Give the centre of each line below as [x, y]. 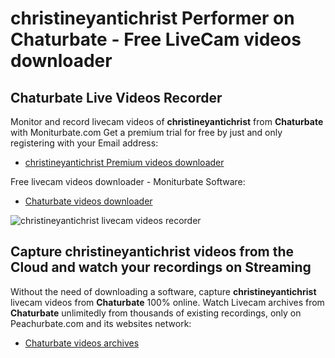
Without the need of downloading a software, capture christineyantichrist [163, 291]
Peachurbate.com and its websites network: [101, 323]
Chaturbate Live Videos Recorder [116, 97]
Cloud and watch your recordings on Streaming [161, 267]
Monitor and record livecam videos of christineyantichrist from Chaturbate [167, 121]
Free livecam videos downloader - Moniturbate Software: [128, 181]
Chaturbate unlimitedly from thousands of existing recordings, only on [156, 313]
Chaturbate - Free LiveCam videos [156, 39]
